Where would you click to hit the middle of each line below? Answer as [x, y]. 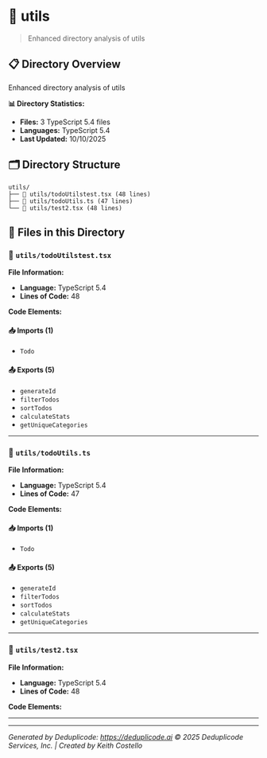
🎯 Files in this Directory [67, 232]
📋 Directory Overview [64, 64]
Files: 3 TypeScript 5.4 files [65, 122]
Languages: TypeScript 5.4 [65, 130]
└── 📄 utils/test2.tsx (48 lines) [66, 208]
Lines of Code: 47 [49, 494]
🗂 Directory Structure [64, 165]
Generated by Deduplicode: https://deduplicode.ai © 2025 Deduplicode [126, 737]
